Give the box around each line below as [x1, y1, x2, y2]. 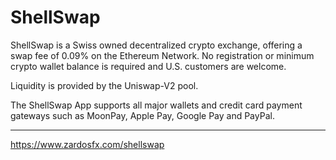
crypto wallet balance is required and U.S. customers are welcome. [10, 60, 287, 72]
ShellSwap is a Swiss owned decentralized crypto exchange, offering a [10, 39, 303, 51]
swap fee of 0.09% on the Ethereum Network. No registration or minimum [10, 49, 315, 61]
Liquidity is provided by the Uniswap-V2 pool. [10, 79, 199, 91]
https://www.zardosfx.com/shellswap [10, 138, 165, 150]
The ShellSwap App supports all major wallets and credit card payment [10, 99, 303, 111]
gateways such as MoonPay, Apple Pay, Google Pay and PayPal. [10, 109, 275, 121]
